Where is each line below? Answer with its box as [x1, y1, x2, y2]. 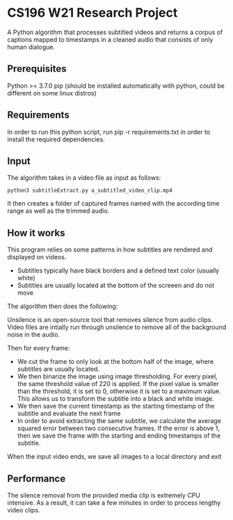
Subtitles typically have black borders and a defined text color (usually [17, 266, 220, 275]
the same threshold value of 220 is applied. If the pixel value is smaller [17, 380, 219, 388]
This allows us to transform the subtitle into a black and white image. [17, 395, 214, 403]
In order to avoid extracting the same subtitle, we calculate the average [17, 417, 221, 425]
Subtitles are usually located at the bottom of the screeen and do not [17, 281, 214, 290]
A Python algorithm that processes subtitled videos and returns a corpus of [7, 28, 223, 36]
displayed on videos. [7, 253, 67, 261]
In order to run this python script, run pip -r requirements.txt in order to [7, 128, 211, 136]
